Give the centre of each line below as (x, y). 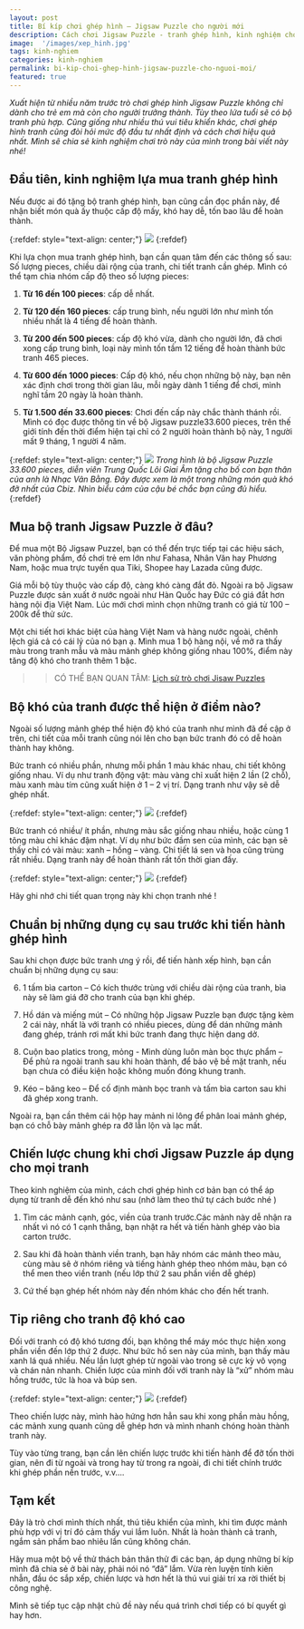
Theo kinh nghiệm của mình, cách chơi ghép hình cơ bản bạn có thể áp (142, 1190)
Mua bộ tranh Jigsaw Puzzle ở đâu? (112, 527)
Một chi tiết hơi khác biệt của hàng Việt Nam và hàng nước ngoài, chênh (144, 632)
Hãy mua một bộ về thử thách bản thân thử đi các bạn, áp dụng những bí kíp (152, 1559)
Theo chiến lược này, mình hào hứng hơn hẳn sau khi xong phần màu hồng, (149, 1416)
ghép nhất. (29, 795)
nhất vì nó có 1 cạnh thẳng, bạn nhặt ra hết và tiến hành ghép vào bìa (151, 1226)
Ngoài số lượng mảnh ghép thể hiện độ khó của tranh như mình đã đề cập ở (150, 729)
